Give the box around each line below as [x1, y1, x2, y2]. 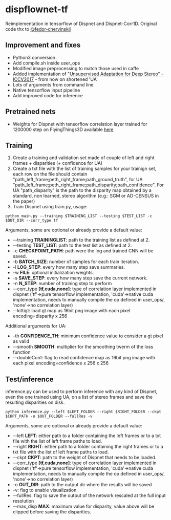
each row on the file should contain [12, 171, 88, 177]
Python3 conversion [12, 54, 55, 60]
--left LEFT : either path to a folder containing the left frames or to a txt [12, 432, 161, 439]
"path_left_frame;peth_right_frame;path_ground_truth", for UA [12, 177, 143, 183]
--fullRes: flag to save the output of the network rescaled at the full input [12, 492, 166, 499]
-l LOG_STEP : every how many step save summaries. [12, 264, 125, 270]
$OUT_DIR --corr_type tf [5, 218, 58, 223]
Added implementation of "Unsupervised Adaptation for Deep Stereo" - [12, 71, 164, 77]
